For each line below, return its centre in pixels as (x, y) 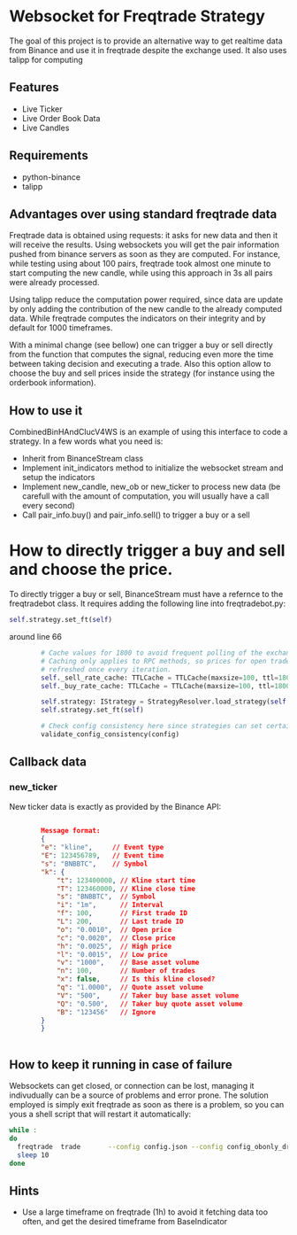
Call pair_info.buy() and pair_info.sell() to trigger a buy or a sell (136, 515)
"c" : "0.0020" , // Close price (116, 938)
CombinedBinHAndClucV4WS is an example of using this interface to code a (148, 432)
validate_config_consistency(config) (110, 734)
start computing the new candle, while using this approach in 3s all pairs (141, 273)
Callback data (48, 762)
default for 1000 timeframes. (61, 328)
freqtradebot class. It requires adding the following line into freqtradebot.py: (147, 603)
